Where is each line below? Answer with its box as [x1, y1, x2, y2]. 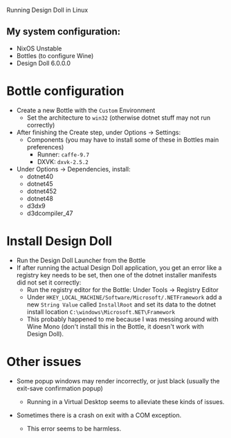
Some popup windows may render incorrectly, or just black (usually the [16, 376, 220, 385]
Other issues [6, 354, 82, 369]
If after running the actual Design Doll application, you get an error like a [16, 263, 222, 272]
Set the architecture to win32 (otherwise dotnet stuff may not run [26, 113, 211, 122]
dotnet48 [26, 194, 53, 203]
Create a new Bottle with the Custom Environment [16, 106, 156, 114]
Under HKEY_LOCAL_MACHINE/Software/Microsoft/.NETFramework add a [26, 293, 223, 301]
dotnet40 [26, 172, 53, 181]
